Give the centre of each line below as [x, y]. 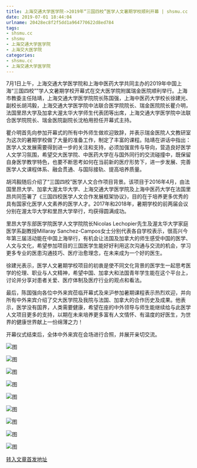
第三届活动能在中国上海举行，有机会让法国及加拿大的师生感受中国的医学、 [101, 238]
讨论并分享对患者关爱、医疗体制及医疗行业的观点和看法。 [75, 280]
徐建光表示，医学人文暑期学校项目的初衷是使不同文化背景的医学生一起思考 [96, 265]
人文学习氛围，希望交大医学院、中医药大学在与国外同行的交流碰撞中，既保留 [98, 155]
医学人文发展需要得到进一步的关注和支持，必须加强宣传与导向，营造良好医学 [98, 147]
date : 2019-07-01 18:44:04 [39, 17]
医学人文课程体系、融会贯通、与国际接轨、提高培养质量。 [75, 169]
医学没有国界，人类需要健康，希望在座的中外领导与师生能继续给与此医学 [103, 307]
